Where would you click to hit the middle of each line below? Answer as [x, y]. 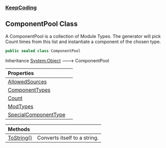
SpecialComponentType [37, 115]
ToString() [20, 137]
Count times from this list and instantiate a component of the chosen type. [83, 42]
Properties [21, 73]
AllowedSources [27, 82]
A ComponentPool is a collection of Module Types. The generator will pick [83, 36]
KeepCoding [21, 8]
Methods [19, 129]
